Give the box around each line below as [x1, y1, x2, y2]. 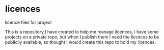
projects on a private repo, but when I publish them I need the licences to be [5, 34, 160, 40]
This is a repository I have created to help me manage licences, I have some [5, 29, 159, 34]
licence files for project [5, 19, 52, 25]
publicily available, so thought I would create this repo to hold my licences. [5, 39, 156, 45]
